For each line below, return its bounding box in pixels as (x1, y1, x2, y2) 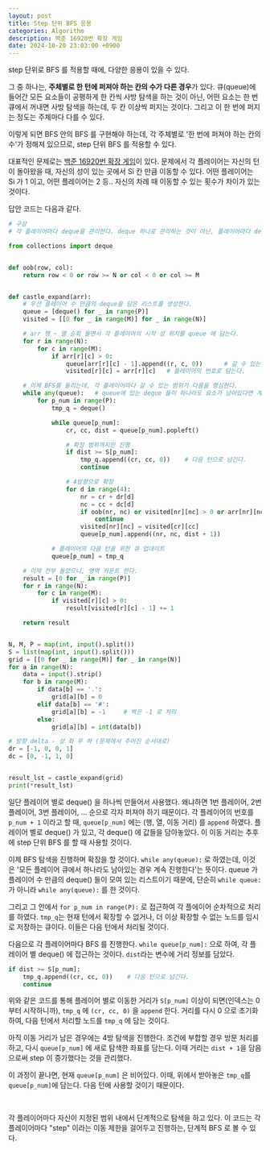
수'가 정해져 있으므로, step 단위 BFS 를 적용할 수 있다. (8, 139, 177, 149)
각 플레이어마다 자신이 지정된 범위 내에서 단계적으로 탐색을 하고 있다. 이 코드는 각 (8, 1113, 261, 1123)
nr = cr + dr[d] (80, 492, 135, 500)
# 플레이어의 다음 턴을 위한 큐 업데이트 (51, 545, 166, 553)
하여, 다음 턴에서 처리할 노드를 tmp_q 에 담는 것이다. (8, 1016, 170, 1026)
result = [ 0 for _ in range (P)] (22, 574, 131, 583)
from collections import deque (8, 242, 113, 250)
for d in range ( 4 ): (65, 485, 131, 493)
